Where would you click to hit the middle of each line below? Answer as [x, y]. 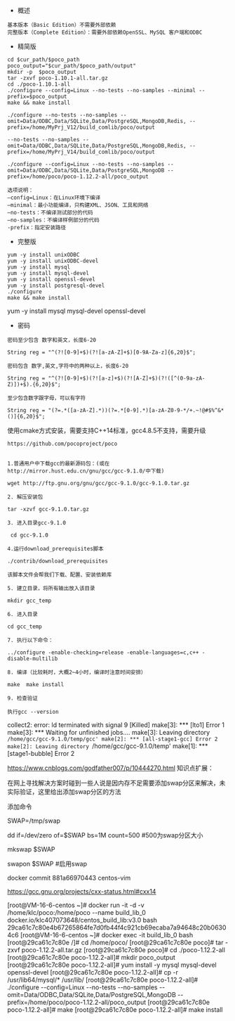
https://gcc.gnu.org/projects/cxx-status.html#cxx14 [82, 891]
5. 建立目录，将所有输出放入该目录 [51, 589]
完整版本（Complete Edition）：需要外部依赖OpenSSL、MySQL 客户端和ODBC [105, 32]
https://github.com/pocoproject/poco [62, 444]
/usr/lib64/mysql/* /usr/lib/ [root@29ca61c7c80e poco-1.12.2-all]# [103, 980]
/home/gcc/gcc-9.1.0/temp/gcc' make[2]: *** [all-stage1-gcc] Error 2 [113, 739]
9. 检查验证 [23, 698]
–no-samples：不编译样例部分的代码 [53, 220]
